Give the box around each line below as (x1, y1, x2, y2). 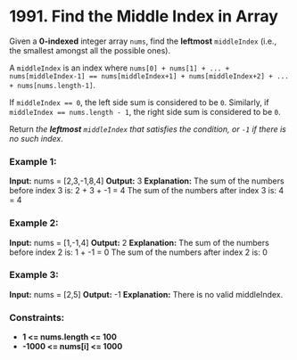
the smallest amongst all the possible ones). (9, 45, 171, 55)
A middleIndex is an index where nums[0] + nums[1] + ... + (9, 62, 230, 73)
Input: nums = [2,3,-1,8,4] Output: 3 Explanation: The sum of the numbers (9, 176, 285, 186)
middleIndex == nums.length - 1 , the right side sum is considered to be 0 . (9, 106, 281, 117)
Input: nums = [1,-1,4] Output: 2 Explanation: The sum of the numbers (9, 237, 269, 248)
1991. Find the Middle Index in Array (9, 6, 279, 27)
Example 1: (9, 155, 57, 168)
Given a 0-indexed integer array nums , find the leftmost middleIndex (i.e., (9, 36, 277, 46)
